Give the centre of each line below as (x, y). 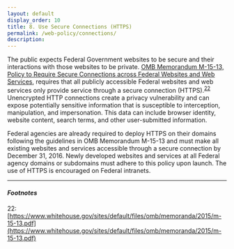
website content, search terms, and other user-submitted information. (107, 120)
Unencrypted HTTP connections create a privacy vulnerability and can (109, 98)
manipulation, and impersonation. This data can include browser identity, (111, 112)
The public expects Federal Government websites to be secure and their (111, 59)
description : (26, 40)
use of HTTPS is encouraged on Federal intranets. (79, 170)
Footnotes (22, 193)
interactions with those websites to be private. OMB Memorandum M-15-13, (116, 67)
